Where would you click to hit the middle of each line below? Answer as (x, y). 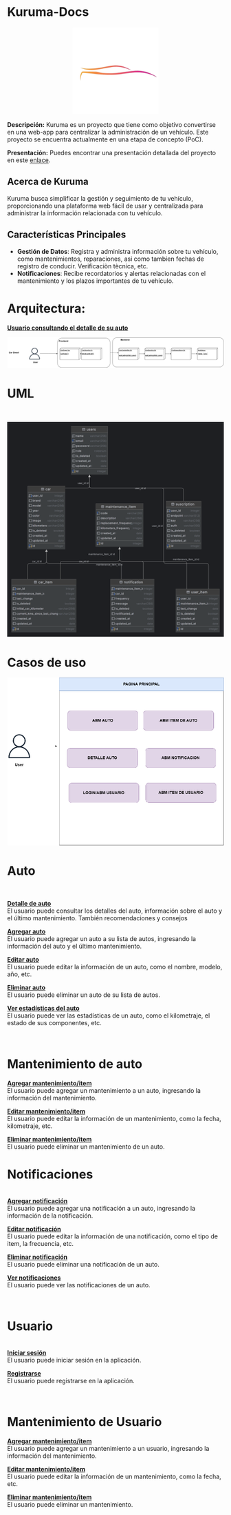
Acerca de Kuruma (48, 182)
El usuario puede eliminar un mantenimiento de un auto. (86, 1147)
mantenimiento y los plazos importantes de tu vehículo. (95, 281)
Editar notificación (34, 1229)
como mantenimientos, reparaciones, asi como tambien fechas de (111, 259)
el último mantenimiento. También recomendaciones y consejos (97, 918)
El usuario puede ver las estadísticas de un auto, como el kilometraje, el (109, 1016)
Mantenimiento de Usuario (85, 1422)
